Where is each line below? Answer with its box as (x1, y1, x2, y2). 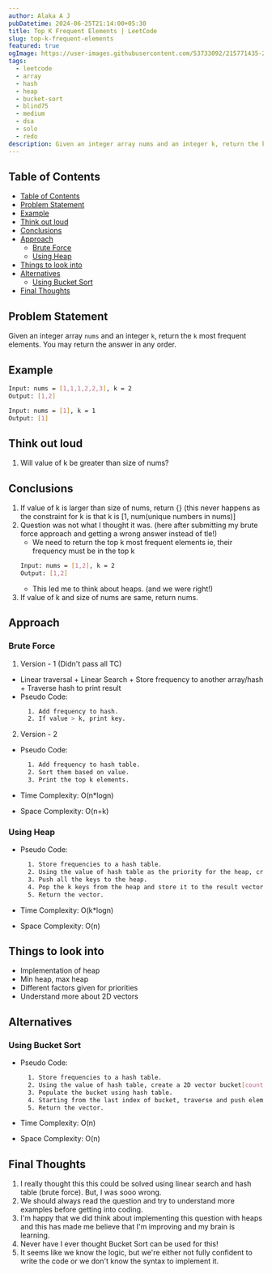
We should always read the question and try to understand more (19, 1196, 235, 1206)
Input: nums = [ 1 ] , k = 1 (8, 407, 96, 415)
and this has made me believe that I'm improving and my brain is (19, 1222, 236, 1232)
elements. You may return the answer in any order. (8, 339, 176, 349)
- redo (15, 132, 38, 140)
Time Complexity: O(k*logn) (19, 905, 114, 915)
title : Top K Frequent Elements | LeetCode (8, 27, 158, 35)
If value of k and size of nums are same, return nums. (19, 592, 198, 602)
